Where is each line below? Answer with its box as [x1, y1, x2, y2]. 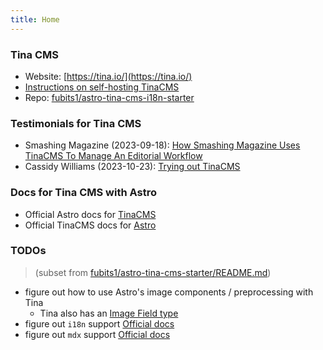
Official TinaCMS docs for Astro [24, 219, 157, 231]
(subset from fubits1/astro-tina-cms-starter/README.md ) [34, 266, 272, 278]
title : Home [10, 14, 60, 25]
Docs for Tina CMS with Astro [10, 186, 157, 200]
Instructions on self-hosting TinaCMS [24, 81, 180, 93]
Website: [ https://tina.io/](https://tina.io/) [24, 70, 193, 82]
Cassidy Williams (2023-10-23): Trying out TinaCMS [24, 161, 241, 173]
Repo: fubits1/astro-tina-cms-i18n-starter [24, 91, 195, 103]
